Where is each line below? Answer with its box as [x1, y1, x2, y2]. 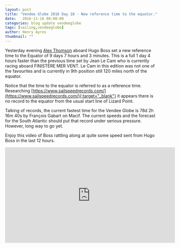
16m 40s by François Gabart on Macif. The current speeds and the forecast [5, 113, 156, 118]
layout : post [5, 7, 32, 12]
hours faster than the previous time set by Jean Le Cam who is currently [5, 58, 149, 64]
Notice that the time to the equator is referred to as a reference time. [5, 83, 142, 88]
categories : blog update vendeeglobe [5, 20, 82, 26]
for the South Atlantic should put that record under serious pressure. [5, 117, 142, 124]
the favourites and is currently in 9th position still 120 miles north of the [5, 68, 147, 74]
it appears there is [117, 93, 154, 99]
